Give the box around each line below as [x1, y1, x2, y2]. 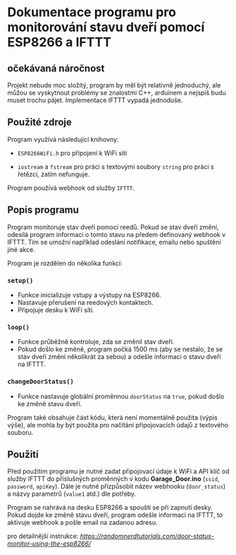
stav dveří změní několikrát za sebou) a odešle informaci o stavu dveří [17, 353, 221, 361]
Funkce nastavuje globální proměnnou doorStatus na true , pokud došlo [17, 392, 225, 401]
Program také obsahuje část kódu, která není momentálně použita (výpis [7, 413, 218, 422]
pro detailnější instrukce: [7, 532, 79, 540]
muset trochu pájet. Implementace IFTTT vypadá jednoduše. [7, 96, 183, 104]
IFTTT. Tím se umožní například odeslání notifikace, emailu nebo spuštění [7, 238, 221, 246]
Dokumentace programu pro [7, 4, 176, 20]
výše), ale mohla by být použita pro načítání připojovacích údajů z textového [7, 420, 229, 429]
